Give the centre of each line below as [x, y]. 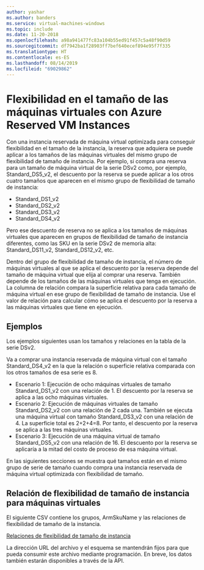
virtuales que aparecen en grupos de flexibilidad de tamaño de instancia [97, 237]
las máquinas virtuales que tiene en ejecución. [65, 307]
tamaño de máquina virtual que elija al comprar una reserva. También [93, 275]
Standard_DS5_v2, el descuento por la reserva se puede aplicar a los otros [100, 174]
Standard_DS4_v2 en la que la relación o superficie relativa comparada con [101, 366]
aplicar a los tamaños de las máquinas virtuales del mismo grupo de [92, 155]
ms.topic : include [30, 29]
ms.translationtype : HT [37, 52]
